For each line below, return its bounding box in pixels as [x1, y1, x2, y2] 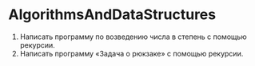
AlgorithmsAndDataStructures [8, 6, 217, 24]
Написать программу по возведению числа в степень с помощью [19, 32, 247, 41]
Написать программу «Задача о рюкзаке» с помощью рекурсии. [19, 49, 244, 58]
